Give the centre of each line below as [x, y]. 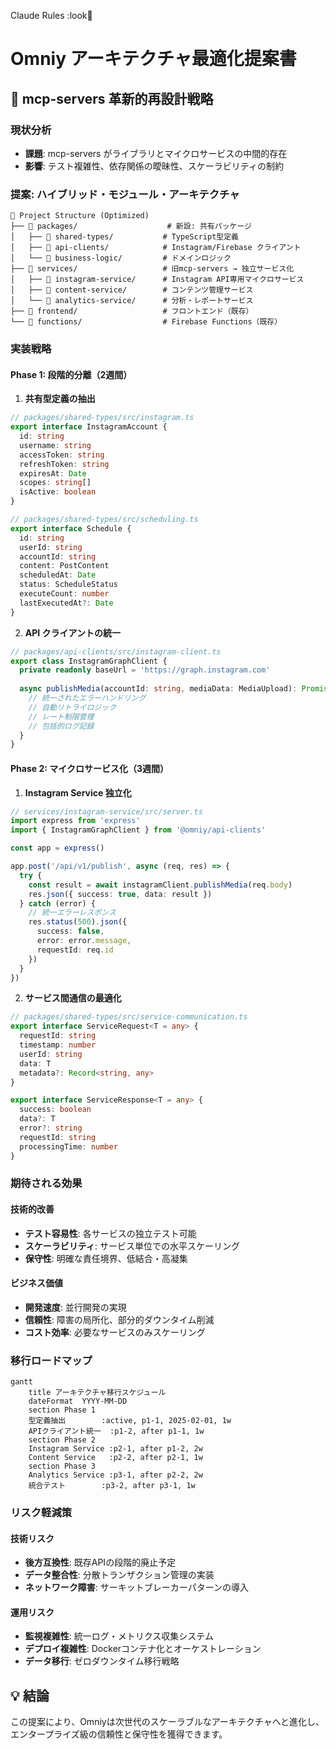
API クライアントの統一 [73, 632]
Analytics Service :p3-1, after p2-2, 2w [115, 1475]
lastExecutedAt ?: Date [66, 603]
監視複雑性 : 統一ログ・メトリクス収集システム [119, 1636]
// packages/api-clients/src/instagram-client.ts [116, 651]
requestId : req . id [75, 950]
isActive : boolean [58, 492]
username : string [55, 445]
